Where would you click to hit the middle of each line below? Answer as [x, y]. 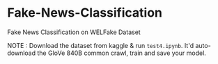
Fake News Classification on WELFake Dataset [74, 32]
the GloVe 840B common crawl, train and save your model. [122, 53]
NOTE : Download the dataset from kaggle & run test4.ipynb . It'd [101, 45]
